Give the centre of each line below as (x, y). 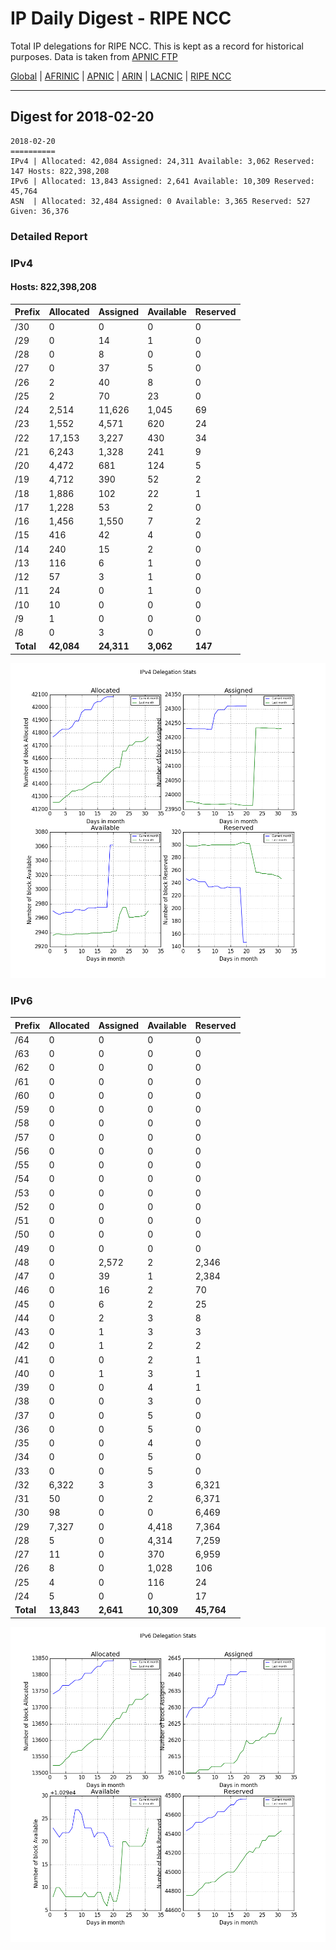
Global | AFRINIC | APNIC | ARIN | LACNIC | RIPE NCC (121, 76)
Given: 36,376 (40, 211)
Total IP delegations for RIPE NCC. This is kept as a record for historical (157, 46)
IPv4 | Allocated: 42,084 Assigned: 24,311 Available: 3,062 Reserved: (162, 161)
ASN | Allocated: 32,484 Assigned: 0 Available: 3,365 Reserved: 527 (160, 201)
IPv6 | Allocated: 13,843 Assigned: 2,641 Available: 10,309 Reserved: (162, 181)
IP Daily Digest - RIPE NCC (121, 18)
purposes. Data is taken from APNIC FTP (94, 56)
